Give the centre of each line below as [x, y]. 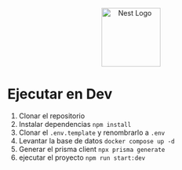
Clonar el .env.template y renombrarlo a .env [92, 132]
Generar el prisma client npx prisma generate [92, 149]
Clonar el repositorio [52, 116]
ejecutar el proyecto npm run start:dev [82, 157]
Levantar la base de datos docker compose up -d [96, 140]
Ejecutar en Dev [60, 94]
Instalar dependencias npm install [75, 124]
